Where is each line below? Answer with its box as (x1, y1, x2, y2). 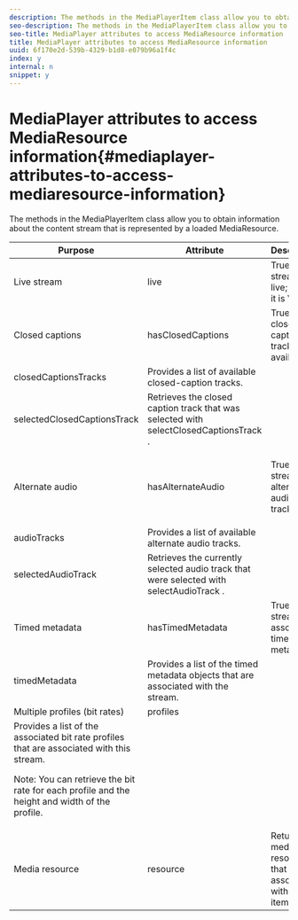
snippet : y (9, 71, 50, 80)
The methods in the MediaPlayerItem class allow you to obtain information (9, 214, 280, 224)
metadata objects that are (147, 668, 255, 681)
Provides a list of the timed (147, 658, 259, 670)
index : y (9, 54, 42, 63)
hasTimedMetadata (147, 621, 228, 634)
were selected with (147, 573, 227, 586)
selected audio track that (147, 562, 251, 574)
